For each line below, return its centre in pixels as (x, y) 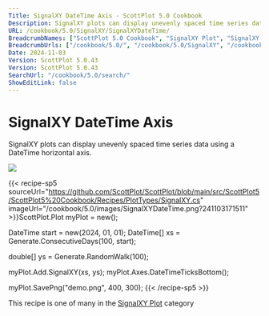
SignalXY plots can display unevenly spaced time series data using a (121, 144)
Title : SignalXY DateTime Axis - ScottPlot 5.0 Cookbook (105, 16)
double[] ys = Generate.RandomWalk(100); (79, 257)
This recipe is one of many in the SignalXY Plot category (101, 303)
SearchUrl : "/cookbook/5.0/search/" (69, 75)
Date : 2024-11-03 (37, 53)
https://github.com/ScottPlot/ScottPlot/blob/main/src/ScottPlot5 (154, 192)
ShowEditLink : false (43, 82)
